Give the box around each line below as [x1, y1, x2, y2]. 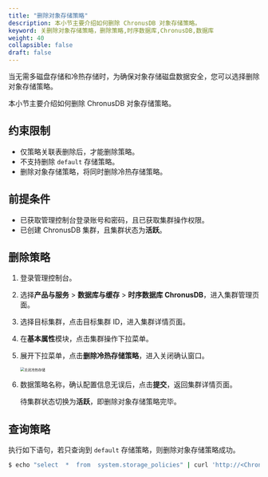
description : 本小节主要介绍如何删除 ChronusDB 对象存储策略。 [8, 19, 201, 27]
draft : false [8, 49, 52, 57]
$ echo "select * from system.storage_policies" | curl [8, 461, 209, 469]
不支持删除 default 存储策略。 [19, 156, 120, 166]
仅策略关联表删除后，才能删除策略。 [19, 147, 140, 156]
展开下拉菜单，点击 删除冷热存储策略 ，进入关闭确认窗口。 [19, 351, 209, 361]
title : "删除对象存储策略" [8, 11, 89, 20]
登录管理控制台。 [19, 273, 77, 283]
